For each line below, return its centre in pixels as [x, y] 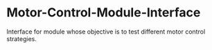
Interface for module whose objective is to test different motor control [106, 32]
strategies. [22, 38]
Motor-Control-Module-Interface [104, 13]
